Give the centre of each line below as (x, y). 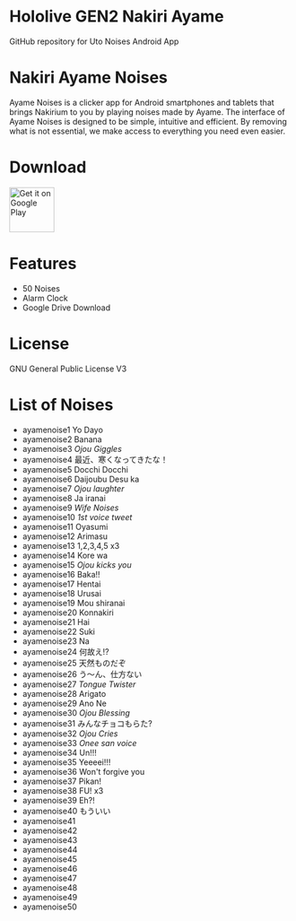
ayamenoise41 (49, 821)
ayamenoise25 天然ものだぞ (74, 663)
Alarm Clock (45, 298)
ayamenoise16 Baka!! (61, 574)
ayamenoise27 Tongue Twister (79, 684)
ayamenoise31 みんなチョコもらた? (87, 723)
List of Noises (61, 404)
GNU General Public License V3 (68, 369)
